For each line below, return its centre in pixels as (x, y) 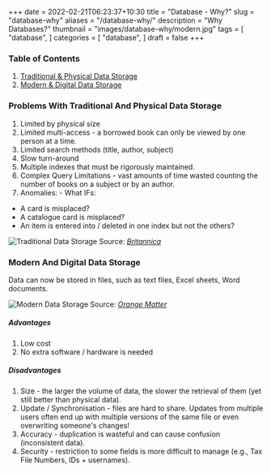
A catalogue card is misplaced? (72, 217)
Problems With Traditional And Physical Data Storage (115, 106)
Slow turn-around (49, 158)
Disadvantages (35, 370)
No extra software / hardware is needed (87, 351)
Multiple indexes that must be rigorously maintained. (108, 166)
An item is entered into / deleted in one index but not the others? (127, 226)
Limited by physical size (60, 123)
